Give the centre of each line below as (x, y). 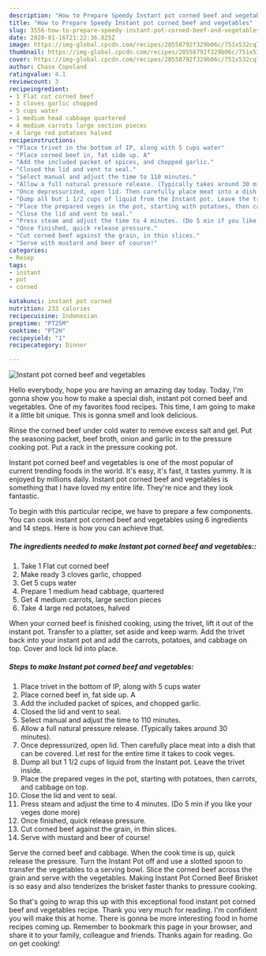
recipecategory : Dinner (48, 345)
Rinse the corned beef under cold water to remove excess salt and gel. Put (130, 430)
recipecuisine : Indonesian (53, 316)
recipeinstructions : (43, 140)
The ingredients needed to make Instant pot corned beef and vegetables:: (133, 546)
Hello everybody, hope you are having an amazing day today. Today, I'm (126, 390)
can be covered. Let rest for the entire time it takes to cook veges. (127, 754)
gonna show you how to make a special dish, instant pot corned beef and (128, 399)
